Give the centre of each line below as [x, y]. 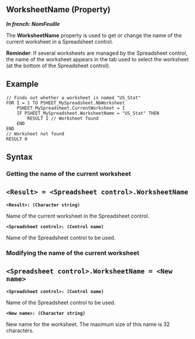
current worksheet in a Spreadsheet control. [60, 41]
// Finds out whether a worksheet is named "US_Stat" [74, 98]
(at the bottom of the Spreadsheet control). [58, 65]
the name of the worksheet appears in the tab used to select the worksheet [97, 59]
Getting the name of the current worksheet [69, 173]
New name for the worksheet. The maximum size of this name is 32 [88, 324]
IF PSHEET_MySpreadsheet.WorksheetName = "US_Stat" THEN [88, 113]
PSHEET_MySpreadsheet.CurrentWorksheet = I [71, 108]
